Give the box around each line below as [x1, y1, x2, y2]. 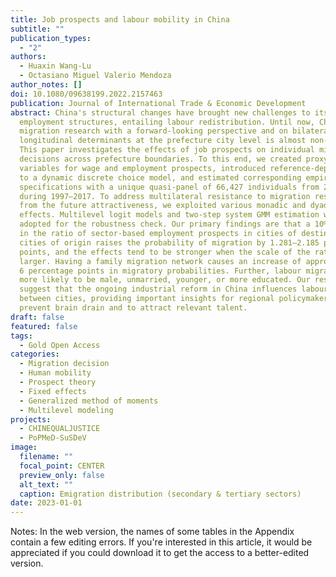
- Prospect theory [19, 377, 97, 387]
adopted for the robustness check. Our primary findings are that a [19, 219, 311, 230]
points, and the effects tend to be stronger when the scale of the [19, 247, 311, 257]
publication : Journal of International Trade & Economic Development [10, 98, 307, 108]
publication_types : [10, 33, 92, 43]
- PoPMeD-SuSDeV [19, 433, 87, 443]
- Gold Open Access [19, 340, 101, 350]
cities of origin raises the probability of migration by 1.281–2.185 [19, 237, 320, 248]
